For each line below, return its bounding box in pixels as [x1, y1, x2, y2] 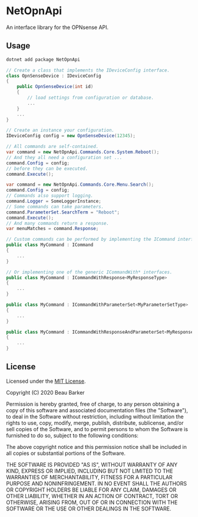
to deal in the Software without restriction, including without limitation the [6, 413, 184, 420]
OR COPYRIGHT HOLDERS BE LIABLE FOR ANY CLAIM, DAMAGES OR [6, 486, 177, 493]
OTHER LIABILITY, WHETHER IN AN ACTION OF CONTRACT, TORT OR [6, 492, 178, 499]
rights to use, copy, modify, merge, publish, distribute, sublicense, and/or [6, 419, 184, 426]
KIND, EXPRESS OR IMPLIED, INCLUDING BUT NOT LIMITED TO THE [6, 467, 173, 474]
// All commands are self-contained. [6, 144, 99, 150]
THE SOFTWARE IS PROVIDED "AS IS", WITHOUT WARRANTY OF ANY [6, 461, 178, 468]
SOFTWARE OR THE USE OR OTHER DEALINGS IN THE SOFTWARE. [6, 505, 171, 512]
